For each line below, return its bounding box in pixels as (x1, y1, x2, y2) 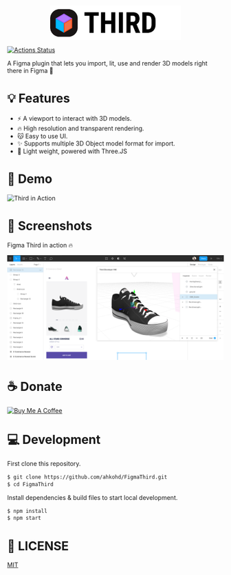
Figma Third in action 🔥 (7, 241, 74, 249)
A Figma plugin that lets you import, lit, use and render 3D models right (7, 59, 208, 67)
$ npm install (7, 507, 48, 514)
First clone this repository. (7, 459, 81, 467)
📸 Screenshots (7, 219, 93, 234)
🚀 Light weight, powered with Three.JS (16, 147, 127, 155)
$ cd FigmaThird (7, 481, 54, 487)
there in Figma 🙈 (7, 67, 54, 74)
